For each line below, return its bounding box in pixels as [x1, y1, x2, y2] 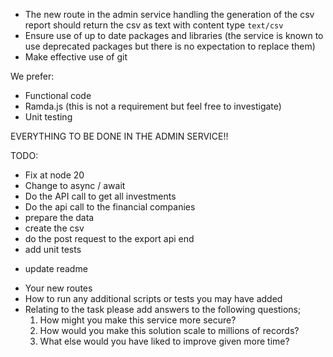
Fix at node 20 [24, 169, 85, 181]
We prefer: [10, 70, 55, 82]
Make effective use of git [24, 51, 128, 63]
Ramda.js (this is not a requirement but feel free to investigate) [24, 100, 282, 112]
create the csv [24, 222, 85, 234]
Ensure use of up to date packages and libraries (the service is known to [24, 30, 324, 41]
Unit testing [24, 111, 73, 123]
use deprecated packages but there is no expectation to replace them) [24, 40, 316, 52]
